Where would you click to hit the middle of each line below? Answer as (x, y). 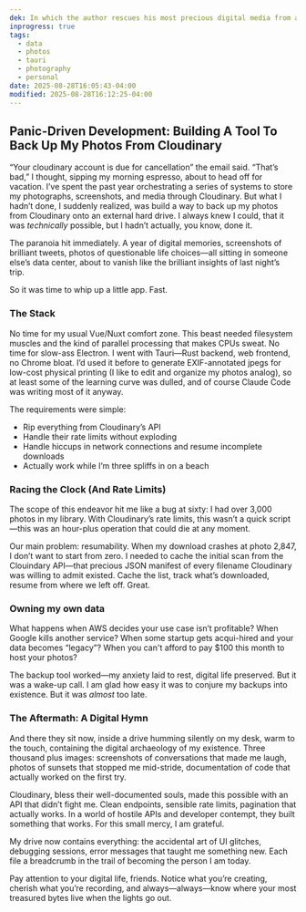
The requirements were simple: (68, 409)
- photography (44, 69)
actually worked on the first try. (68, 777)
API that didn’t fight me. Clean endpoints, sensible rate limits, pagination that (153, 804)
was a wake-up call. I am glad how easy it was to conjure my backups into (149, 685)
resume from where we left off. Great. (80, 585)
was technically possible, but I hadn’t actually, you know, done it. (131, 225)
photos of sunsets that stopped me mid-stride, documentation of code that (150, 767)
